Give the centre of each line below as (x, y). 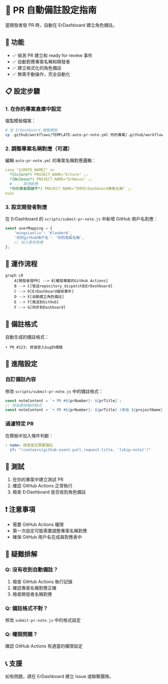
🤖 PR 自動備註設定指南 (51, 10)
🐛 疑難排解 (21, 554)
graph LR (14, 275)
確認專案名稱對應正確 (34, 587)
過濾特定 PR (19, 424)
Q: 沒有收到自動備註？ (32, 569)
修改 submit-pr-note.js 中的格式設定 (43, 620)
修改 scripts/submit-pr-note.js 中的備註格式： (54, 391)
